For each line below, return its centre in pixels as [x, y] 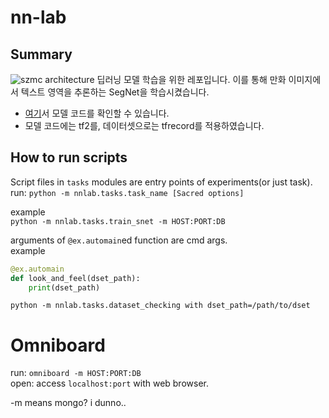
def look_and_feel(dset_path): [75, 278]
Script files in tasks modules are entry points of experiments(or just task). [161, 182]
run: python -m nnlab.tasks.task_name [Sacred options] [127, 192]
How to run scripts [69, 157]
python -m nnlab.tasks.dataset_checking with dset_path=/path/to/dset [160, 306]
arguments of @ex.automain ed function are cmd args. [119, 240]
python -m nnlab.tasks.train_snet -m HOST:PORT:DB [118, 221]
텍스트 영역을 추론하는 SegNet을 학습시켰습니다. [115, 92]
